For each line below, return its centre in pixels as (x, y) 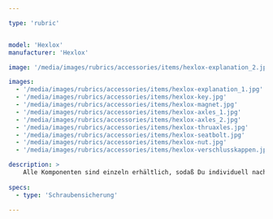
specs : (19, 187)
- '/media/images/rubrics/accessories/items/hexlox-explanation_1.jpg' (140, 90)
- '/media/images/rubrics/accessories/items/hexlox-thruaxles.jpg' (132, 127)
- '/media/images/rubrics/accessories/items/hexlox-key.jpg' (121, 97)
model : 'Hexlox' (36, 45)
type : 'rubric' (34, 23)
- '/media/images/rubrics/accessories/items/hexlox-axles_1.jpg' (129, 112)
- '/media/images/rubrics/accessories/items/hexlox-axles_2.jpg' (129, 120)
